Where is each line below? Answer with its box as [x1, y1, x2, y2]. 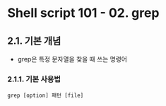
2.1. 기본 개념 [7, 35, 61, 47]
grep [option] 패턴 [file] [7, 92, 84, 100]
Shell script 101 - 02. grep [7, 5, 160, 21]
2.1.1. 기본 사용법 [7, 74, 61, 84]
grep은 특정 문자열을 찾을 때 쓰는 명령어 [17, 55, 127, 63]
